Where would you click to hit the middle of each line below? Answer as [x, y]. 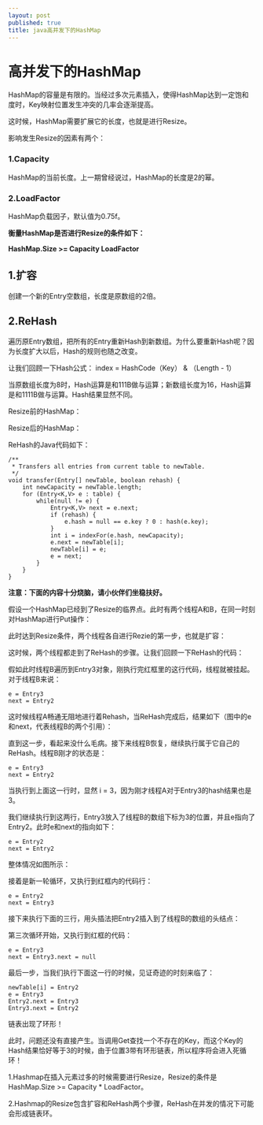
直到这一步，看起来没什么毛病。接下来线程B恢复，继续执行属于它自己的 [124, 743]
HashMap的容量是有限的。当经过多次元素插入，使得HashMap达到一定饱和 [129, 95]
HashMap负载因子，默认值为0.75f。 [66, 216]
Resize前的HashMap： [45, 411]
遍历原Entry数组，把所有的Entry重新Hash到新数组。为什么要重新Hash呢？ [128, 341]
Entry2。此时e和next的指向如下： [62, 826]
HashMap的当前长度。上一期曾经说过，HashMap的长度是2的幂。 [113, 177]
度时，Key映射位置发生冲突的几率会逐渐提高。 [83, 105]
